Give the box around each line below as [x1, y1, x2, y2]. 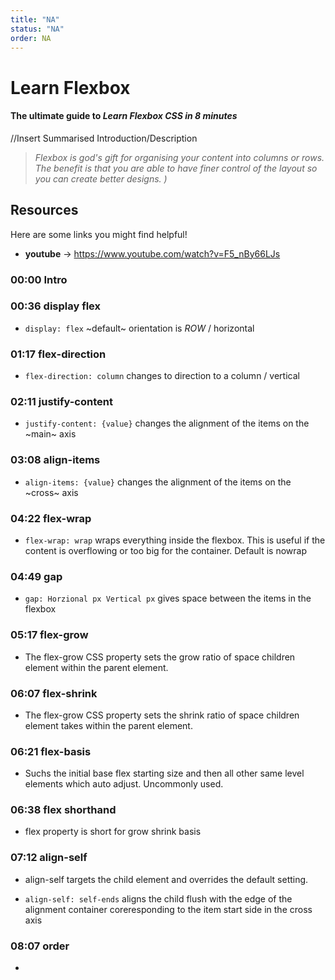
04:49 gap [10, 569, 63, 583]
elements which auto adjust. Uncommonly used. [24, 778, 224, 790]
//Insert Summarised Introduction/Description [10, 132, 198, 144]
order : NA [10, 33, 52, 43]
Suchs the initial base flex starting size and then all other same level [24, 767, 305, 780]
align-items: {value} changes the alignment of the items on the [24, 476, 292, 488]
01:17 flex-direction [10, 347, 107, 361]
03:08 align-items [10, 453, 101, 467]
